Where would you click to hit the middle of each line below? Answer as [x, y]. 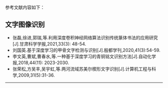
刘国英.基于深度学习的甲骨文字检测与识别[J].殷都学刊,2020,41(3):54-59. [86, 50]
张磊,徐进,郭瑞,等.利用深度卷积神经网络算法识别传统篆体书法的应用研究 [85, 37]
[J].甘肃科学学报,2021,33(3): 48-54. [49, 43]
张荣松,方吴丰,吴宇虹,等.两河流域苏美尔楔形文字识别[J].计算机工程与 [82, 68]
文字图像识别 [25, 25]
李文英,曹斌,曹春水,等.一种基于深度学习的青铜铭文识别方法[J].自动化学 [84, 56]
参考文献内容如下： [25, 7]
